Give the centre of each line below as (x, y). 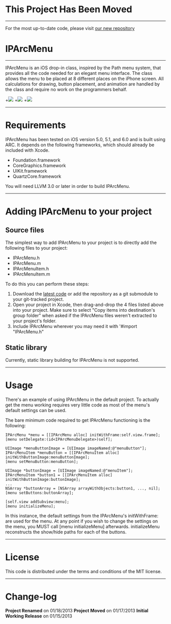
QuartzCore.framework (37, 176)
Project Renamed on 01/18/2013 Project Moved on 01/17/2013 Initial (77, 611)
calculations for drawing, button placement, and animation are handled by (83, 84)
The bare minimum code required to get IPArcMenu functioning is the (78, 420)
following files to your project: (36, 248)
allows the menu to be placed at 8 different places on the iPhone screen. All (84, 78)
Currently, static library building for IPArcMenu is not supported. (72, 360)
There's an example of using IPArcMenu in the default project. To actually (82, 399)
